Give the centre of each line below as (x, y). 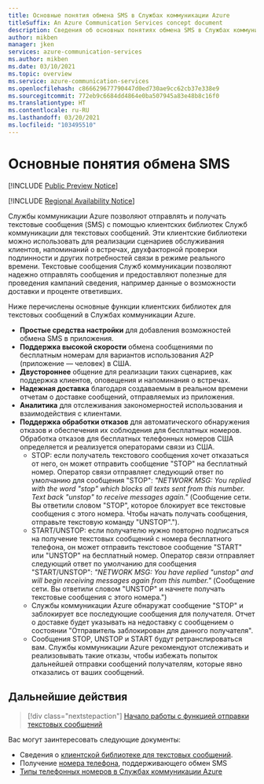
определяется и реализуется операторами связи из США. (117, 447)
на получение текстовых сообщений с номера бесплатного (131, 538)
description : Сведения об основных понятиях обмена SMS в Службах (119, 30)
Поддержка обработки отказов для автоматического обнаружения (134, 422)
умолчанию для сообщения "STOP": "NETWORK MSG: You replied (141, 480)
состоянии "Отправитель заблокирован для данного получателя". (142, 630)
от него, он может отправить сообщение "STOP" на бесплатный (139, 463)
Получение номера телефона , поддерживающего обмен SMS (123, 763)
